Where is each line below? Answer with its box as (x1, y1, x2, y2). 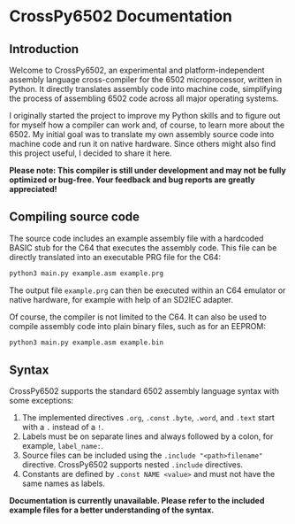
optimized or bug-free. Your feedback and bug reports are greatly (9, 174, 255, 185)
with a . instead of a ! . (21, 422, 104, 433)
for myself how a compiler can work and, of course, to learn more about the (9, 119, 285, 130)
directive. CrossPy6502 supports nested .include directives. (21, 459, 244, 470)
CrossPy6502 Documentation (9, 6, 232, 27)
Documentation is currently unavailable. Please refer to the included (9, 496, 265, 506)
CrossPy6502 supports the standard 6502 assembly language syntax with (9, 386, 280, 397)
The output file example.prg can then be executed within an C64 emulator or (9, 285, 286, 296)
